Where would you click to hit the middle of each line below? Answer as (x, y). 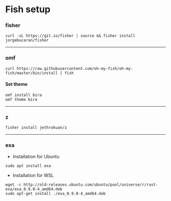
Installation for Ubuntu (36, 156)
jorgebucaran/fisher (27, 40)
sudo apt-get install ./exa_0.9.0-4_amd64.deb (55, 193)
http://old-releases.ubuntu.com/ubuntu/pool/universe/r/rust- (91, 185)
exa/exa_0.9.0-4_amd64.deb (34, 189)
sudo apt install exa (28, 166)
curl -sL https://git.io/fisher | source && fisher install (70, 36)
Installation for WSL (33, 175)
